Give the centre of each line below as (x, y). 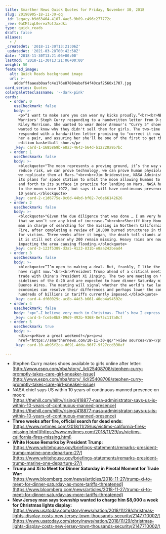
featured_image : (22, 70)
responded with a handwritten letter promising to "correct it (85, 134)
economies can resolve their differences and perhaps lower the (86, 290)
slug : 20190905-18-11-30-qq (34, 14)
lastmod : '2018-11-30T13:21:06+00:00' (45, 60)
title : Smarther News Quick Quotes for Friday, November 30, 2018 (75, 10)
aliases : (14, 38)
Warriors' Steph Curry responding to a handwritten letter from (86, 120)
